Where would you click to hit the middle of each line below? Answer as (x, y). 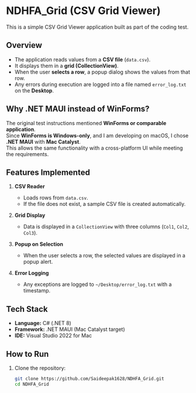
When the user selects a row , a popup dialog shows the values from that (102, 72)
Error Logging (32, 273)
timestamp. (37, 291)
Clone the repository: (40, 368)
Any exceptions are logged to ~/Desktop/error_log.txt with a (97, 284)
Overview (24, 45)
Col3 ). (30, 233)
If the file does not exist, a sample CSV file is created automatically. (104, 204)
